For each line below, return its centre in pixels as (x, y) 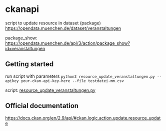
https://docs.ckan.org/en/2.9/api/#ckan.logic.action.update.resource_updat (83, 118)
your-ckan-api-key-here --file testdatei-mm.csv (72, 81)
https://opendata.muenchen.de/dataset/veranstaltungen (63, 28)
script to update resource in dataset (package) (53, 23)
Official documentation (42, 106)
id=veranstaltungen (25, 48)
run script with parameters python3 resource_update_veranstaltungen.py (80, 76)
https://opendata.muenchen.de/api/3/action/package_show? (68, 43)
